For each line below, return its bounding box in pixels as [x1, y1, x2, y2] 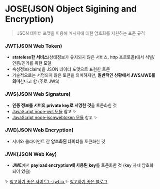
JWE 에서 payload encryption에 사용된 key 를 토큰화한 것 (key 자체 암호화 [12, 162, 154, 168]
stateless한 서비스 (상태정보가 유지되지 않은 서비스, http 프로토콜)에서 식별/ [12, 54, 155, 60]
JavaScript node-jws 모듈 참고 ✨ [12, 108, 77, 114]
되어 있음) [12, 168, 31, 174]
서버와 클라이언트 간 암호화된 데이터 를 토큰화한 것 [12, 138, 106, 144]
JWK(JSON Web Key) [5, 151, 57, 158]
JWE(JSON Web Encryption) [5, 127, 74, 133]
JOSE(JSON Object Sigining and [5, 3, 137, 15]
